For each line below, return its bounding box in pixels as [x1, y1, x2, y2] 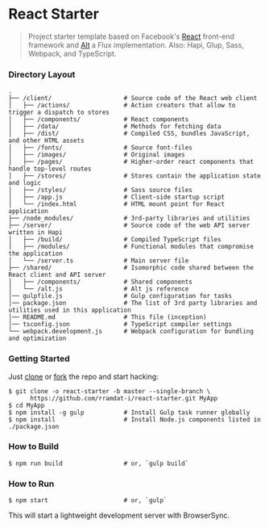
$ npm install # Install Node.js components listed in [8, 415, 262, 424]
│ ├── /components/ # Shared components [8, 278, 193, 287]
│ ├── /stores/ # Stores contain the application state [8, 172, 262, 180]
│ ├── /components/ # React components [8, 115, 189, 124]
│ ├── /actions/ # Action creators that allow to [8, 102, 236, 110]
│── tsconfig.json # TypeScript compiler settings [8, 321, 232, 329]
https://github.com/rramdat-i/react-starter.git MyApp [29, 394, 218, 402]
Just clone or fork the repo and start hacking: [8, 371, 159, 381]
